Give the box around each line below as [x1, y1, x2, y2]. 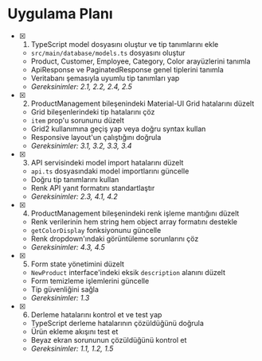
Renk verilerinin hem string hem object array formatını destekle [30, 216, 238, 227]
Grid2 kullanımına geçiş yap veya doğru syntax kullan [30, 124, 206, 134]
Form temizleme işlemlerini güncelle [30, 276, 150, 285]
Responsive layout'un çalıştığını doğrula [30, 132, 162, 142]
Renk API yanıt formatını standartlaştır [30, 183, 155, 192]
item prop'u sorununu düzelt [30, 115, 125, 125]
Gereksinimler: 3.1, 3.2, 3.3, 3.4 [30, 141, 132, 150]
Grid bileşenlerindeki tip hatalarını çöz [30, 107, 155, 116]
